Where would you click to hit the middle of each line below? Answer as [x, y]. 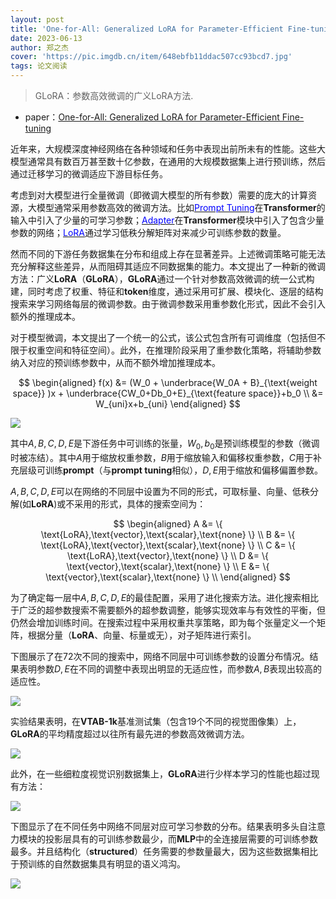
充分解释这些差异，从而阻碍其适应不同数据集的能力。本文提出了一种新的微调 [168, 266]
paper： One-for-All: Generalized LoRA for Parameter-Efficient [152, 117]
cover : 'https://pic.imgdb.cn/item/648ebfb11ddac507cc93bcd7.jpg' [151, 57]
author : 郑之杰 [39, 47]
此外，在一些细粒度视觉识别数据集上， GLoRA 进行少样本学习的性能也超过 [161, 773]
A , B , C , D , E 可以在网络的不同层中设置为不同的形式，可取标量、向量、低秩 [160, 491]
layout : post [37, 19]
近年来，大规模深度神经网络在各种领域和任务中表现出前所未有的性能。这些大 [168, 149]
